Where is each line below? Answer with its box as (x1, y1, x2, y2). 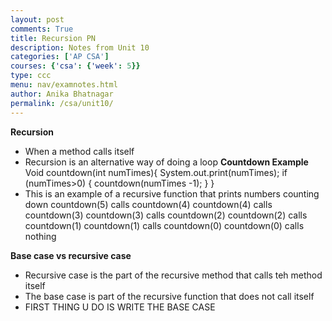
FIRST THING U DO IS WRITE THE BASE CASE (24, 301, 216, 313)
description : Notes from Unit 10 (10, 42, 150, 53)
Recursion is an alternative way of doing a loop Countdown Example (24, 156, 309, 168)
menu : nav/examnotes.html (10, 80, 118, 90)
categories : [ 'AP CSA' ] (10, 52, 110, 62)
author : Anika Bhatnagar (10, 89, 114, 99)
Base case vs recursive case (10, 249, 132, 261)
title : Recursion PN (10, 33, 97, 43)
